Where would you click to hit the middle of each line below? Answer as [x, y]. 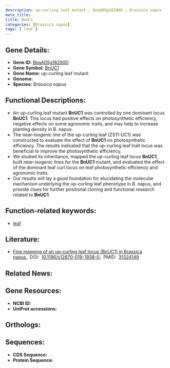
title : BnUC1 [19, 20]
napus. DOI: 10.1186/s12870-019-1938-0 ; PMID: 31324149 [76, 257]
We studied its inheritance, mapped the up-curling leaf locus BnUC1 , [85, 156]
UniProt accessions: [35, 308]
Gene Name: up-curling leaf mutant [51, 73]
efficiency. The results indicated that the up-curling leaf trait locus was [88, 145]
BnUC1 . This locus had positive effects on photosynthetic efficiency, [85, 118]
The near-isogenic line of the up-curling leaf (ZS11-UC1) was [77, 135]
